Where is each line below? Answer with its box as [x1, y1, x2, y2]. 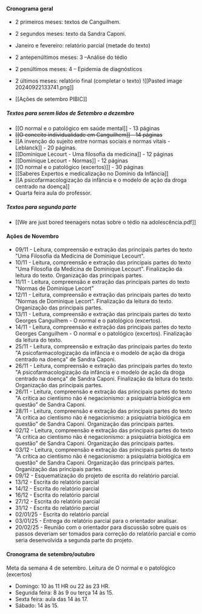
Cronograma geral [6, 5, 53, 12]
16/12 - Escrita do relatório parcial [15, 491, 99, 498]
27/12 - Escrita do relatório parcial [15, 498, 100, 505]
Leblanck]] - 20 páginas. [15, 144, 77, 151]
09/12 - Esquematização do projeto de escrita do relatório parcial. [15, 472, 180, 480]
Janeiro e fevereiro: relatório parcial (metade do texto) [15, 42, 150, 49]
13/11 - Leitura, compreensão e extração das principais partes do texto [15, 311, 191, 318]
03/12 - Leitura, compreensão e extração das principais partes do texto [15, 446, 194, 454]
